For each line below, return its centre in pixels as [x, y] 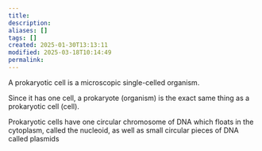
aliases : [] [28, 30]
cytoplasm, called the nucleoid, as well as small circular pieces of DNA [124, 130]
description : [30, 23]
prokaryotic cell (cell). [44, 106]
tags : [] [23, 38]
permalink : [26, 60]
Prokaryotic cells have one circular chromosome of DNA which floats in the [131, 122]
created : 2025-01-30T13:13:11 [58, 45]
